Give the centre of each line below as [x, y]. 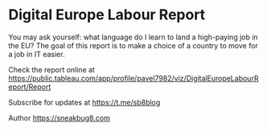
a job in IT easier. [37, 54]
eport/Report [30, 87]
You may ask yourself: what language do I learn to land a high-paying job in [133, 37]
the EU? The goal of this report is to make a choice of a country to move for [133, 45]
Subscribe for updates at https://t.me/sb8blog [84, 102]
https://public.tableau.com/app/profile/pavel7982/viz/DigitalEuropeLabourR [133, 78]
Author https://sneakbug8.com [59, 117]
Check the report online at [51, 69]
